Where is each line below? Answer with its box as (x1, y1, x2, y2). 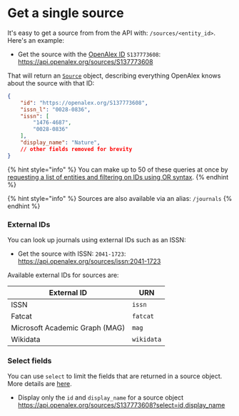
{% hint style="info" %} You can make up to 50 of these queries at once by (7, 165, 228, 174)
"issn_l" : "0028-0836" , (20, 105, 91, 113)
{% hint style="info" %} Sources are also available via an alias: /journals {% (7, 194, 233, 202)
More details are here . (7, 380, 73, 388)
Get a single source (7, 5, 124, 21)
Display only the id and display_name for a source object (17, 393, 184, 402)
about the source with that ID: (7, 78, 95, 87)
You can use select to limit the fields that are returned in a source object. (7, 372, 223, 380)
